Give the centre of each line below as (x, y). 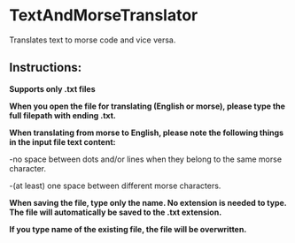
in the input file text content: (62, 141)
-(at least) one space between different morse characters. (115, 186)
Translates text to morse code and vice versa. (93, 40)
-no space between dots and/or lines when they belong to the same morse (145, 159)
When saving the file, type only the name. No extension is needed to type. (148, 202)
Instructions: (46, 68)
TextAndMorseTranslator (104, 15)
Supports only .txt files (52, 88)
